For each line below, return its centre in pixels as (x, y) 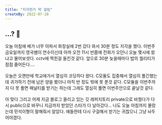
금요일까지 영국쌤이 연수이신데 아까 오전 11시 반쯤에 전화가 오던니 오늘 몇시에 (77, 52)
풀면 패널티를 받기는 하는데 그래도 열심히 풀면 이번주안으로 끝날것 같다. (87, 88)
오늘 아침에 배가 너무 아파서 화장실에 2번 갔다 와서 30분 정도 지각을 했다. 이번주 (80, 46)
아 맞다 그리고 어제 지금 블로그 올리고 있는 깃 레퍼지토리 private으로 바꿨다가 (77, 99)
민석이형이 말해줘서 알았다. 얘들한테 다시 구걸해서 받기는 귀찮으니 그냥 (80, 112)
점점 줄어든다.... (20, 64)
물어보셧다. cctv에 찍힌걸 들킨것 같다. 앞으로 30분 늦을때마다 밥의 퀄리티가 (84, 59)
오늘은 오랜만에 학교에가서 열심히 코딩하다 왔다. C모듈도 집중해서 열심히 (73, 76)
